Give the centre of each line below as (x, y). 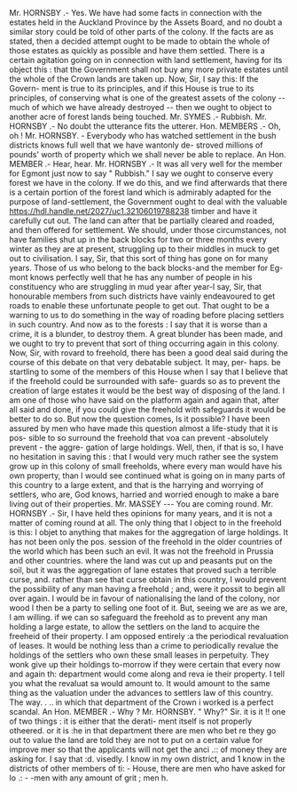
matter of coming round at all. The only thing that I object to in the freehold (145, 523)
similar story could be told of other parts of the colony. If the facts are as (141, 32)
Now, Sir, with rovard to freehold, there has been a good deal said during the (148, 353)
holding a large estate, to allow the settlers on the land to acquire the (134, 627)
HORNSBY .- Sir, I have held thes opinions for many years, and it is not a (141, 513)
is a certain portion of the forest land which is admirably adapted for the (141, 192)
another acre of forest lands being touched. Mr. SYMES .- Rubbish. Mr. (138, 116)
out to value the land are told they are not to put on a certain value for (136, 740)
